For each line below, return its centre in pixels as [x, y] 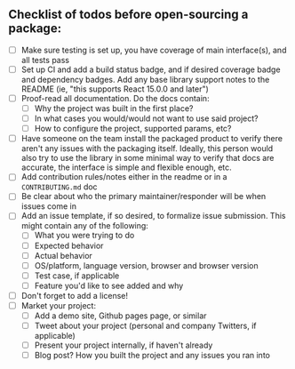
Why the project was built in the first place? [114, 108]
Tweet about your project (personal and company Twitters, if [145, 325]
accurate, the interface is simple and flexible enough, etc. [126, 167]
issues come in [49, 206]
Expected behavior [69, 245]
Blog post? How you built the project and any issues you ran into [152, 356]
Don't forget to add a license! [75, 295]
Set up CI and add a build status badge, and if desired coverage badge [151, 69]
